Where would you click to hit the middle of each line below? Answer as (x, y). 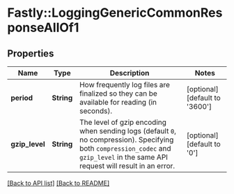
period (22, 98)
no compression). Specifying (126, 140)
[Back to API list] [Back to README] (58, 183)
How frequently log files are (125, 85)
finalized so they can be (118, 94)
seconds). (96, 111)
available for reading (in (118, 102)
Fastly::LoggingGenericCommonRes (115, 13)
